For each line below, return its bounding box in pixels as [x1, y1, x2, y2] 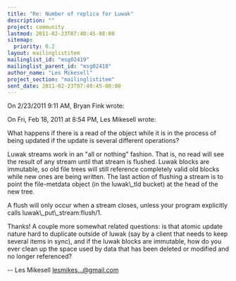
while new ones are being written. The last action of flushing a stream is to [7, 173, 223, 181]
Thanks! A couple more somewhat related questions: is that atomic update [7, 223, 223, 231]
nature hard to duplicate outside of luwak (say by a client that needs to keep [7, 230, 228, 238]
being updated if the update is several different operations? [7, 137, 180, 145]
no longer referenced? [7, 252, 73, 261]
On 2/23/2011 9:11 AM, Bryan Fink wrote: [7, 101, 125, 110]
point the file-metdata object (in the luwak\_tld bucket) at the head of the [7, 180, 218, 189]
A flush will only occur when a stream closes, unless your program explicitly [7, 201, 228, 210]
